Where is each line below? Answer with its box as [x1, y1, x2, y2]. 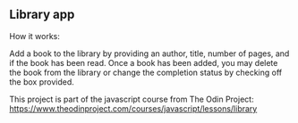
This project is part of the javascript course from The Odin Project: [9, 94, 254, 104]
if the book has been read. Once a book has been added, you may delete [9, 57, 278, 68]
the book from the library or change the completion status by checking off [9, 67, 283, 78]
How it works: [9, 30, 61, 41]
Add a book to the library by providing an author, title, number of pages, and [9, 48, 290, 59]
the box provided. [9, 76, 74, 87]
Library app [9, 7, 75, 22]
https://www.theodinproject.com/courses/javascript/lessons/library [9, 102, 258, 114]
